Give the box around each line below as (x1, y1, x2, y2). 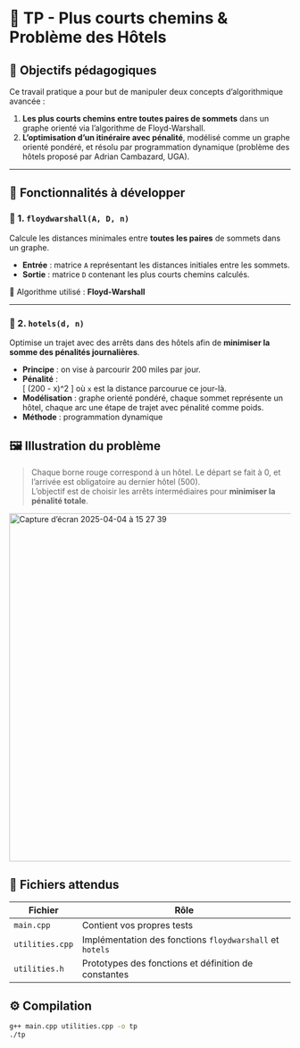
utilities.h (13, 963, 65, 974)
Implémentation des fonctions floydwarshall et (81, 934, 279, 946)
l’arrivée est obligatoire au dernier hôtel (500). (30, 476, 201, 486)
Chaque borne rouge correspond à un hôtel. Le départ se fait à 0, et (30, 467, 281, 478)
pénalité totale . (30, 495, 89, 506)
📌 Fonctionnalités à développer (9, 185, 186, 200)
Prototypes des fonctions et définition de (81, 957, 254, 969)
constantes (81, 968, 129, 980)
